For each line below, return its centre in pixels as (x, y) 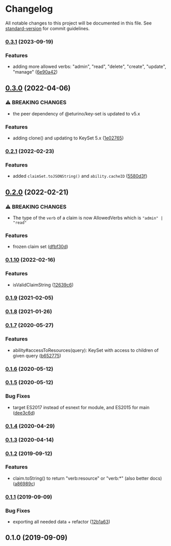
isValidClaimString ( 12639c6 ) (43, 284)
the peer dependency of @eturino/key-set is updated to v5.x (76, 113)
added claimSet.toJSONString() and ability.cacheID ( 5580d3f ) (80, 176)
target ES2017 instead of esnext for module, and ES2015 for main (81, 407)
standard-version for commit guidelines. (47, 28)
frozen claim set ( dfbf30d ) (40, 247)
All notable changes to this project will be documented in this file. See (79, 23)
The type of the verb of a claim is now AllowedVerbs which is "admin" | (88, 218)
